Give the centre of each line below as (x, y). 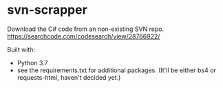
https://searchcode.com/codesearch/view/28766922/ (84, 36)
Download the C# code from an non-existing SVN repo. (85, 29)
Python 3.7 (32, 63)
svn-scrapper (47, 10)
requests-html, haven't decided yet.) (69, 77)
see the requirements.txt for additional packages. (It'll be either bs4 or (117, 70)
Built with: (21, 49)
